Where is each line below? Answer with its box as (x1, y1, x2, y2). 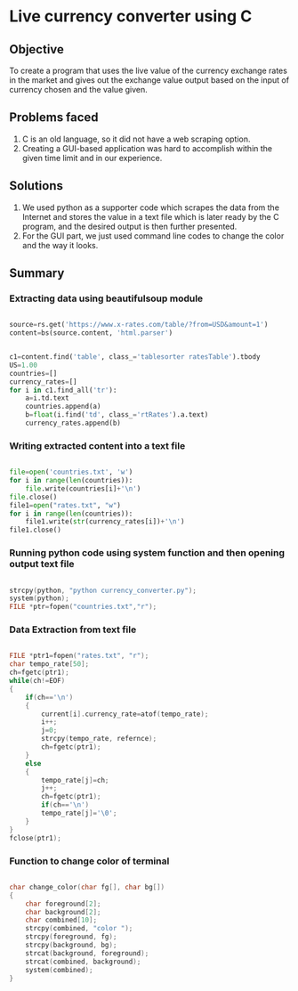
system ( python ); (9, 594, 69, 603)
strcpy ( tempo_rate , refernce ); (41, 735, 157, 743)
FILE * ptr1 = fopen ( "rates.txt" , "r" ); (9, 652, 149, 661)
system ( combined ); (25, 965, 93, 974)
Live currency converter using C (9, 6, 253, 27)
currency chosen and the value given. (9, 85, 149, 94)
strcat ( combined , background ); (25, 957, 141, 966)
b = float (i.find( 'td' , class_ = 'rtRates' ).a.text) (25, 410, 209, 419)
